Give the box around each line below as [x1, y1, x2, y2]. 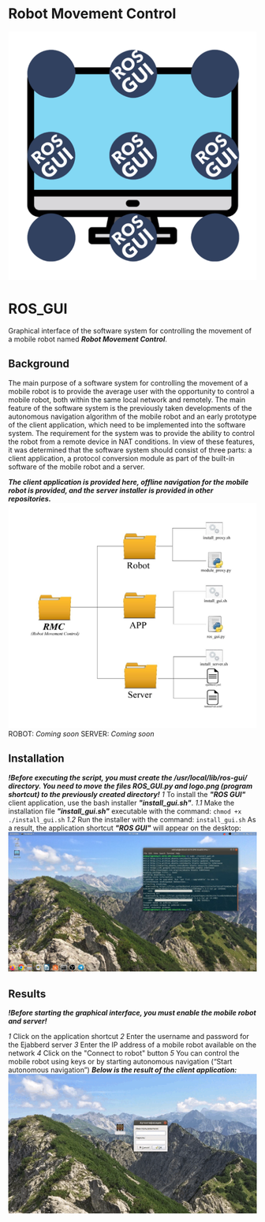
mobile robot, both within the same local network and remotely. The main [8, 395, 246, 404]
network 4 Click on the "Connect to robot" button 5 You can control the [8, 1049, 240, 1058]
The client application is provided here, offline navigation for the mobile [8, 477, 249, 486]
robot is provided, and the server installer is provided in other [8, 486, 214, 495]
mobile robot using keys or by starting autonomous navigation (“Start [8, 1057, 233, 1067]
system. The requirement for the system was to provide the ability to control [8, 428, 255, 438]
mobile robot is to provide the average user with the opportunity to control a [8, 386, 255, 396]
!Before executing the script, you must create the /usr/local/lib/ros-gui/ [8, 773, 248, 782]
